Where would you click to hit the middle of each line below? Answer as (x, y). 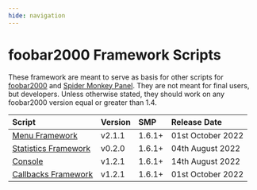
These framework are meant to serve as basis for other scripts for (116, 77)
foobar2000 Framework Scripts (115, 54)
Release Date (196, 122)
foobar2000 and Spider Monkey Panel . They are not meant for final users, (129, 85)
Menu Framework (45, 135)
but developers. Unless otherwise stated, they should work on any (116, 94)
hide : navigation (37, 16)
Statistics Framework (52, 148)
